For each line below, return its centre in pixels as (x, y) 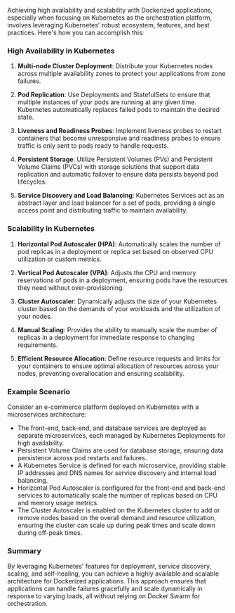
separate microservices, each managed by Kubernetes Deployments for (121, 435)
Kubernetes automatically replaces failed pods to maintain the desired (118, 110)
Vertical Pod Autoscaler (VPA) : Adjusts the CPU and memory (107, 272)
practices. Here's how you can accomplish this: (76, 32)
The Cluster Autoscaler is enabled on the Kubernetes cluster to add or (119, 510)
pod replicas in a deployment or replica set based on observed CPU (115, 251)
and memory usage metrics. (58, 503)
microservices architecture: (47, 414)
